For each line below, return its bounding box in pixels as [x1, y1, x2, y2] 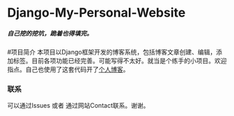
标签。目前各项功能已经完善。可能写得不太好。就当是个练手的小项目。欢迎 [13, 57, 227, 65]
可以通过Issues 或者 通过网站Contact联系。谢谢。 [7, 101, 150, 110]
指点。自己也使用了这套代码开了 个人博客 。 [7, 65, 130, 74]
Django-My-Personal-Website [7, 5, 186, 21]
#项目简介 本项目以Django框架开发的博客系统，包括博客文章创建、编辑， [7, 48, 217, 56]
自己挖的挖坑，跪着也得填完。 [7, 29, 93, 38]
